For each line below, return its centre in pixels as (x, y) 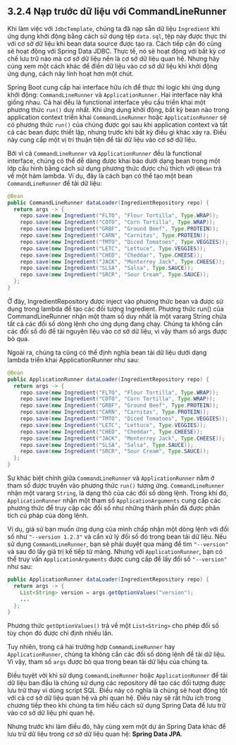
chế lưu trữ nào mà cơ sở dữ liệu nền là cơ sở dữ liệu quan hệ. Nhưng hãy (113, 59)
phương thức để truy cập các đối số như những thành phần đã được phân (114, 508)
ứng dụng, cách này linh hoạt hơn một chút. (70, 73)
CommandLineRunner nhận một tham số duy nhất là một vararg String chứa (117, 316)
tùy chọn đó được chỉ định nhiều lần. (60, 633)
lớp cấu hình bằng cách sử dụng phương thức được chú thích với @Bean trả (114, 168)
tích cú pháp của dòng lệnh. (48, 516)
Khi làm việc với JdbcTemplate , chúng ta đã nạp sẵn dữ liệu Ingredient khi (114, 28)
